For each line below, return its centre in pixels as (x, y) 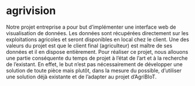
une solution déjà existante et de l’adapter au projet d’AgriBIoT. (81, 77)
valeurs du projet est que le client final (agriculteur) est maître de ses (89, 46)
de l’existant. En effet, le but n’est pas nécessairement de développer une (94, 64)
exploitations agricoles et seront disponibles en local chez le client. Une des (97, 39)
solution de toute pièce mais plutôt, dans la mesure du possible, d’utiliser (94, 70)
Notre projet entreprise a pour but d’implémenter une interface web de (91, 27)
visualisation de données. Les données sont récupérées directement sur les (97, 33)
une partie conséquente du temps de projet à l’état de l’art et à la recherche (97, 58)
